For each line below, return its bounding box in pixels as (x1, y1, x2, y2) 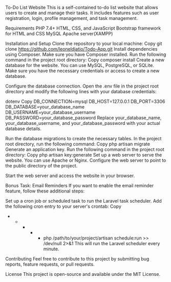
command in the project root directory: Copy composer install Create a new (5, 57, 165, 63)
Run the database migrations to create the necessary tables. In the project (5, 136, 162, 141)
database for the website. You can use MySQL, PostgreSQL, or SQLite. (5, 62, 155, 68)
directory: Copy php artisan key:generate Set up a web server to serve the (5, 152, 162, 158)
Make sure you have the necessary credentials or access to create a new (5, 68, 160, 74)
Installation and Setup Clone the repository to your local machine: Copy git (5, 40, 162, 47)
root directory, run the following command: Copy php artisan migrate (5, 141, 150, 147)
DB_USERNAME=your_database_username (5, 110, 96, 115)
